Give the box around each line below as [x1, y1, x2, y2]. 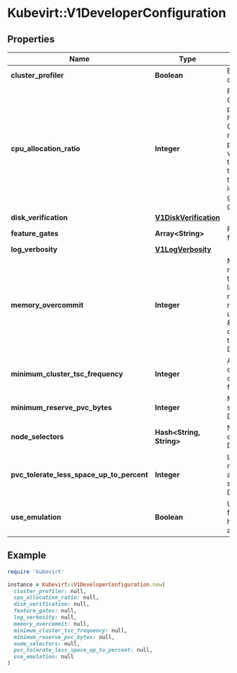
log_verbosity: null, [13, 614, 78, 621]
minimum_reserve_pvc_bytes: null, [13, 633, 115, 640]
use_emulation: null [13, 653, 74, 660]
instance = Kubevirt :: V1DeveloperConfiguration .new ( [7, 581, 166, 588]
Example [7, 549, 47, 561]
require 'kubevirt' [7, 568, 65, 575]
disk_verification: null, [13, 601, 90, 608]
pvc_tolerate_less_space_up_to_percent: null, [13, 647, 153, 654]
